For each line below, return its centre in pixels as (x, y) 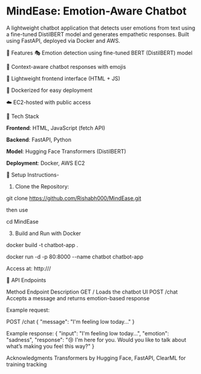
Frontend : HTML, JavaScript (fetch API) (56, 127)
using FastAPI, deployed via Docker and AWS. (63, 40)
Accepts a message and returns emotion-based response (78, 298)
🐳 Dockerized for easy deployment (49, 90)
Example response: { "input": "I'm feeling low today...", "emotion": (88, 333)
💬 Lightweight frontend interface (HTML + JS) (63, 78)
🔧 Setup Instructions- (33, 175)
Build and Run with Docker (48, 233)
